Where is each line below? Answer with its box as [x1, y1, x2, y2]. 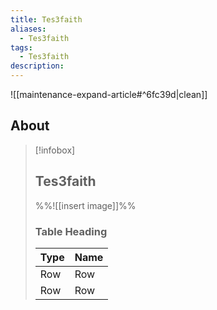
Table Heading [34, 224, 108, 238]
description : [10, 61, 65, 71]
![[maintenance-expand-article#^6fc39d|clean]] [10, 89, 208, 100]
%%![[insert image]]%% [34, 199, 137, 211]
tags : [10, 42, 33, 53]
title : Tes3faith [10, 14, 83, 25]
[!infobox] [34, 144, 76, 156]
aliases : [10, 24, 47, 34]
